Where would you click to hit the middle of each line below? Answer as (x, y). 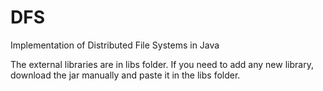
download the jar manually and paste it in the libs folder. (125, 75)
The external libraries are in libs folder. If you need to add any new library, (162, 64)
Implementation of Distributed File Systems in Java (115, 45)
